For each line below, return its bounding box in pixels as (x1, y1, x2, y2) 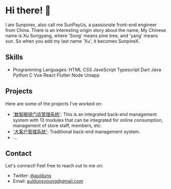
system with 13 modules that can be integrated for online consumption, (12, 117, 163, 123)
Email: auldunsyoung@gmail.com (12, 178, 83, 184)
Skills (5, 53, 23, 62)
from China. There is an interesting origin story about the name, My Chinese (5, 27, 166, 33)
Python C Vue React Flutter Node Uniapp (12, 72, 100, 78)
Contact (5, 149, 32, 158)
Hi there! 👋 (5, 5, 51, 16)
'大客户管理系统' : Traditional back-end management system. (12, 128, 141, 135)
